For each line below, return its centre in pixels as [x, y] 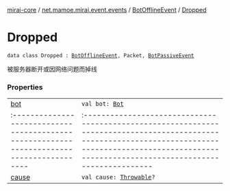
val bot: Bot [103, 104]
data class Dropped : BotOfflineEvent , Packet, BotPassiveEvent [101, 55]
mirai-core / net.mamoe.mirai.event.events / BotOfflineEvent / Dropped [107, 10]
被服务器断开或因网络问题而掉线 [52, 69]
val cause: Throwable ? [118, 177]
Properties [25, 87]
